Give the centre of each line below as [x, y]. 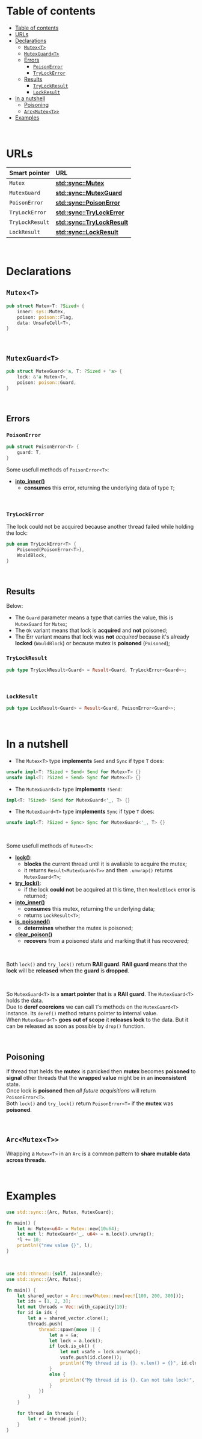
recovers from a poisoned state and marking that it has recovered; [106, 941]
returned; [35, 896]
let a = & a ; [64, 1335]
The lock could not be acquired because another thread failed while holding [100, 527]
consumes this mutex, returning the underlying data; [89, 909]
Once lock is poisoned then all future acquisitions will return [81, 1091]
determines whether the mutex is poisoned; [78, 928]
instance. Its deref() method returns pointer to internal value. [82, 1013]
